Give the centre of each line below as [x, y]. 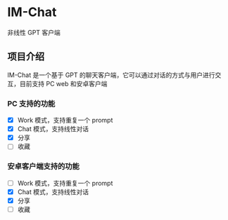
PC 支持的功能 [31, 104]
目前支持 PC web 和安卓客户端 [63, 83]
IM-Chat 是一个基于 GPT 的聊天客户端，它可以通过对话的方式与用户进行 [112, 75]
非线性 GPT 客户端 [34, 32]
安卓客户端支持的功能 [43, 167]
